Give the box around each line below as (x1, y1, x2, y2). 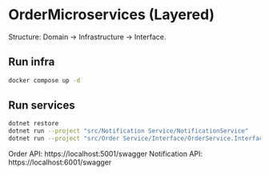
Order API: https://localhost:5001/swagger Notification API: (8, 149, 203, 159)
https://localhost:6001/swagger (8, 157, 112, 167)
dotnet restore (8, 120, 59, 128)
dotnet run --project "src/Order (8, 134, 120, 143)
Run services (8, 98, 75, 113)
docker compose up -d (8, 76, 81, 85)
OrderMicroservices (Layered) (8, 6, 215, 24)
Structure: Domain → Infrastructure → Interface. (8, 32, 167, 42)
